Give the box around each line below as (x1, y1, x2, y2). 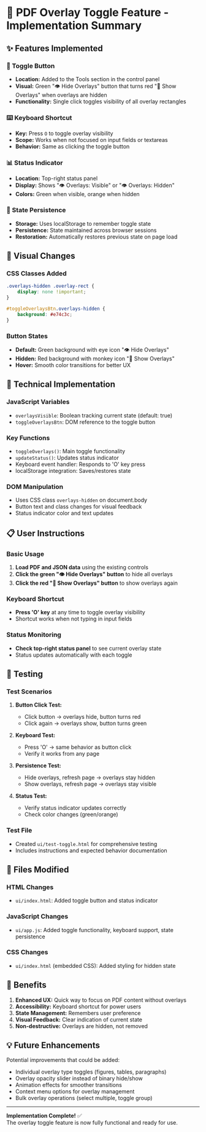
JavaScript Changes (6, 912, 69, 921)
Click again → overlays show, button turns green (24, 719, 147, 727)
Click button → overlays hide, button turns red (24, 713, 141, 721)
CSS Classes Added (6, 269, 67, 278)
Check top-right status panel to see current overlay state (15, 644, 162, 652)
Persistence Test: (15, 762, 61, 769)
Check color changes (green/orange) (24, 811, 118, 818)
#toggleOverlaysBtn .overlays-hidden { (6, 306, 105, 312)
